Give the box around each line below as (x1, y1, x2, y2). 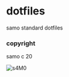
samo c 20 (6, 53, 33, 60)
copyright (6, 39, 36, 48)
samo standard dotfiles (6, 24, 63, 31)
